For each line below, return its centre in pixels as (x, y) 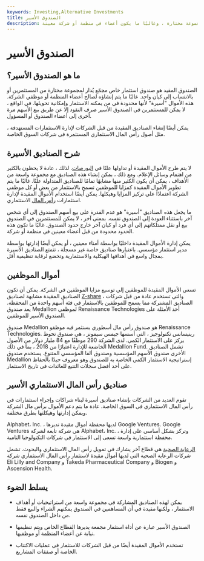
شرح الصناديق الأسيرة (44, 153)
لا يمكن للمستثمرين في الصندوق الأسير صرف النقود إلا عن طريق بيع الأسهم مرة (96, 109)
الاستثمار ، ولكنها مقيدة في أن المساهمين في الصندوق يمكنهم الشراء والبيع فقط (105, 508)
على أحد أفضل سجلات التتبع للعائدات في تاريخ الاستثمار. (69, 366)
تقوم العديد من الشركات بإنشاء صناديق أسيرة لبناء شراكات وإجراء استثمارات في (97, 399)
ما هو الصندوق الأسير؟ (44, 76)
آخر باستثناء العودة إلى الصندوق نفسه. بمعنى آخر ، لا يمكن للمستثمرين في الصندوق (100, 219)
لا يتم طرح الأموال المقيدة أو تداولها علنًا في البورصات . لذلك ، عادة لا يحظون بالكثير (99, 168)
